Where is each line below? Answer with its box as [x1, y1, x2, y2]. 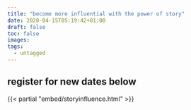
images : [7, 37, 30, 44]
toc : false [7, 30, 40, 37]
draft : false [7, 23, 46, 30]
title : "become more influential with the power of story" [7, 10, 185, 18]
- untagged [13, 50, 46, 57]
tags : [7, 43, 23, 50]
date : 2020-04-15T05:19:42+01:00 [7, 17, 106, 24]
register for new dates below [7, 75, 137, 88]
